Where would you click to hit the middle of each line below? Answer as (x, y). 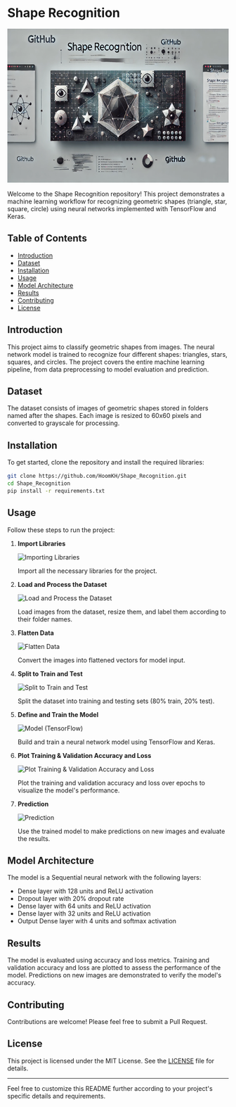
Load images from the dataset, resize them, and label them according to (122, 612)
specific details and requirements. (57, 1096)
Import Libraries (41, 543)
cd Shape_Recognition (39, 483)
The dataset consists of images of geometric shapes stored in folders (108, 408)
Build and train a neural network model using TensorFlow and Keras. (116, 742)
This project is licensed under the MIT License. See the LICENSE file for (111, 1061)
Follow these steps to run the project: (61, 530)
